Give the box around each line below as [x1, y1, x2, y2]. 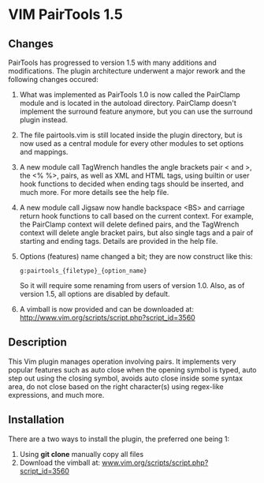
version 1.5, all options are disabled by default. [19, 290, 171, 298]
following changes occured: [8, 75, 99, 84]
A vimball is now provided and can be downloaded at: [19, 305, 195, 313]
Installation [8, 413, 65, 427]
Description [8, 335, 67, 349]
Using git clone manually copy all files [19, 449, 144, 459]
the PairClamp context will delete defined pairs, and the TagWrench [19, 219, 240, 229]
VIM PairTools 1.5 [8, 6, 124, 24]
